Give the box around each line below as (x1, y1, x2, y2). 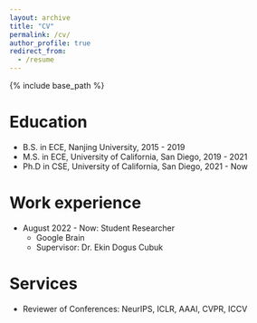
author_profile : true (9, 38, 91, 48)
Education (9, 112, 88, 132)
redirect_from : (9, 47, 67, 56)
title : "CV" (9, 22, 54, 31)
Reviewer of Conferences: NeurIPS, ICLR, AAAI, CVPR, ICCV (22, 303, 248, 314)
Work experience (9, 193, 142, 214)
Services (9, 273, 79, 294)
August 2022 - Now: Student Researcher (22, 223, 176, 233)
